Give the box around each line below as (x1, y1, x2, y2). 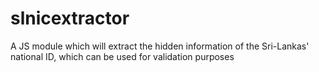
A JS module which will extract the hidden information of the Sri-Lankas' (10, 40, 310, 52)
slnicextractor (10, 7, 130, 30)
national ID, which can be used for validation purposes (10, 50, 235, 62)
